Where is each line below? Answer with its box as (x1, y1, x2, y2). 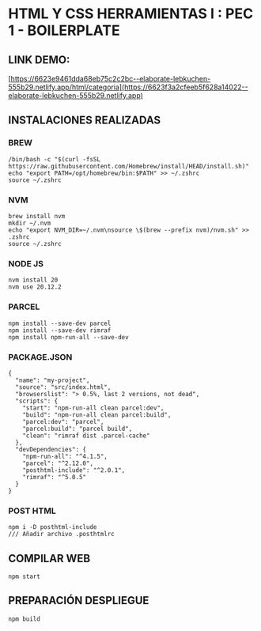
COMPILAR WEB (8, 551, 91, 565)
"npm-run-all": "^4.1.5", (22, 452, 108, 460)
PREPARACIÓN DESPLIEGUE (8, 594, 149, 607)
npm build (8, 614, 41, 623)
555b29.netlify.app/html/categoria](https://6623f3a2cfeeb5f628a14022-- (8, 82, 248, 92)
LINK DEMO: (8, 53, 70, 66)
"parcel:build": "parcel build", (22, 425, 133, 433)
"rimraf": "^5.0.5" (22, 473, 87, 481)
